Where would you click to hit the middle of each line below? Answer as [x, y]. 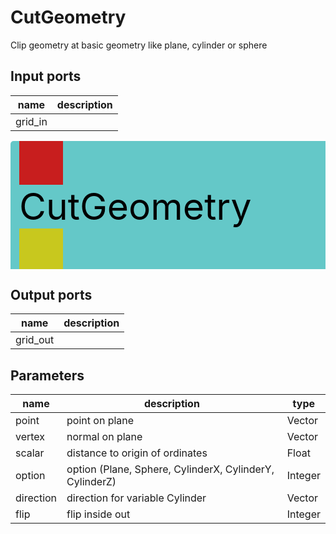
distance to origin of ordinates [137, 453]
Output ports [51, 295]
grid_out [35, 340]
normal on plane [104, 437]
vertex [30, 437]
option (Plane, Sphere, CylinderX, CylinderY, [170, 469]
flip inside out [98, 514]
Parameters [47, 375]
